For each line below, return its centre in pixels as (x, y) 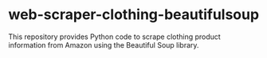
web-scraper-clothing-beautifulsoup (134, 15)
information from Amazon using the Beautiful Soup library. (104, 44)
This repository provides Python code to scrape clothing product (114, 37)
